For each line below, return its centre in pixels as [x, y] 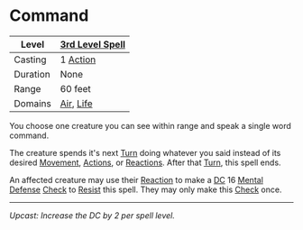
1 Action [78, 60]
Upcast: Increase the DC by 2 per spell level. [92, 215]
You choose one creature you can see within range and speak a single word [150, 125]
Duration [32, 74]
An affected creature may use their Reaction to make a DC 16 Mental [137, 179]
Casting [30, 60]
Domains [32, 103]
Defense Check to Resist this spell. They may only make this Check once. [146, 189]
